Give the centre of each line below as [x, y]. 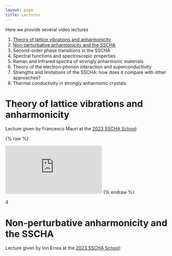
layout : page [19, 10]
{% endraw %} [119, 192]
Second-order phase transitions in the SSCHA [62, 50]
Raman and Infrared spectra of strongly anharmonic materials [78, 61]
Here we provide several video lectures [47, 29]
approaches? [27, 77]
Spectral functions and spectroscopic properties [64, 56]
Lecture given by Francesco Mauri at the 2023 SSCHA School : [72, 129]
